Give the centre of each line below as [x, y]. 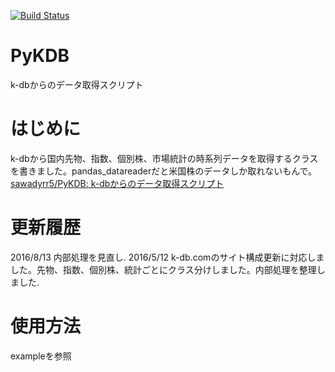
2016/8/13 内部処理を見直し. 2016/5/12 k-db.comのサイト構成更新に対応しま [167, 257]
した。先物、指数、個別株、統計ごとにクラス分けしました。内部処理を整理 [163, 269]
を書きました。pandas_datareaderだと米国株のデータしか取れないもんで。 [163, 171]
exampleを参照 [41, 356]
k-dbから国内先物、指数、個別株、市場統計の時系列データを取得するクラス [164, 158]
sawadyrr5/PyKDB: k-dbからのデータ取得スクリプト [117, 183]
